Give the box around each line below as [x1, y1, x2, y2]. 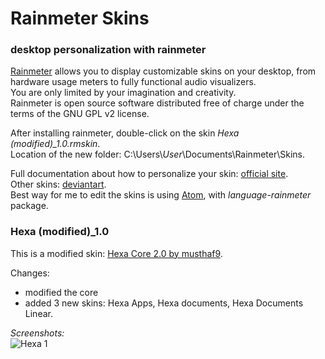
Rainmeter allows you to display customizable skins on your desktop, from [10, 65, 317, 77]
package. [10, 200, 49, 212]
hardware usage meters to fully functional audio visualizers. [10, 76, 257, 88]
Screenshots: [10, 327, 65, 339]
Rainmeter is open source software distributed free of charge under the [10, 97, 305, 109]
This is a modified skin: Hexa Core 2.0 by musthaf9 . [10, 247, 223, 259]
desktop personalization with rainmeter [10, 43, 207, 57]
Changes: [10, 267, 50, 279]
